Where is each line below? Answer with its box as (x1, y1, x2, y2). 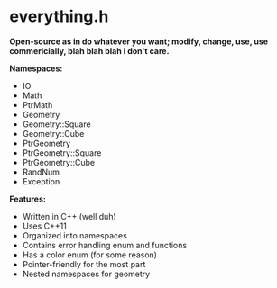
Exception (22, 175, 60, 186)
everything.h (9, 6, 109, 27)
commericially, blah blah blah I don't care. (9, 45, 170, 56)
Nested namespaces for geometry (22, 268, 151, 279)
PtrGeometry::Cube (22, 157, 96, 167)
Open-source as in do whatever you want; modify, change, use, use (9, 36, 269, 47)
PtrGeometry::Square (22, 147, 102, 158)
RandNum (22, 166, 60, 177)
